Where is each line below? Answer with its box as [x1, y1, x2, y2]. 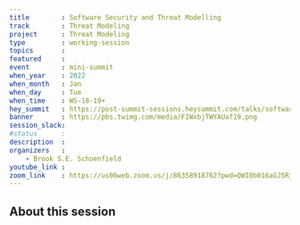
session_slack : [9, 121, 66, 130]
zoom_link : [9, 171, 66, 179]
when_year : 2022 [9, 71, 87, 80]
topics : [9, 46, 66, 55]
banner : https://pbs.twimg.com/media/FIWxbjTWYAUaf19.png [9, 112, 257, 121]
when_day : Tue [9, 87, 82, 96]
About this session [9, 204, 116, 219]
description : [9, 137, 66, 146]
